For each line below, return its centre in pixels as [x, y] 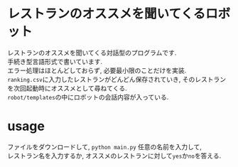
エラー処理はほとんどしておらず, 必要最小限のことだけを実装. [97, 70]
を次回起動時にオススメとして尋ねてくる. [67, 88]
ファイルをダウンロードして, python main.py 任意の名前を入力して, [105, 146]
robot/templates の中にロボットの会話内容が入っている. [88, 97]
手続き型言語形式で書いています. [55, 61]
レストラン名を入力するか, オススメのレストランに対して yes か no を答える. [114, 156]
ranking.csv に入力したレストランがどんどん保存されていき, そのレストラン [117, 79]
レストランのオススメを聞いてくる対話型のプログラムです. [92, 53]
